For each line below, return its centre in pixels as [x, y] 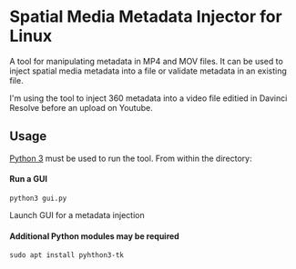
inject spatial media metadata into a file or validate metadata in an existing [148, 71]
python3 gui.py [38, 198]
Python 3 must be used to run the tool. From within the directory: [131, 158]
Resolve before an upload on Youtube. [81, 107]
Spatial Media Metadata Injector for [146, 17]
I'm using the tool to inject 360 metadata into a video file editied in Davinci [148, 98]
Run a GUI [29, 179]
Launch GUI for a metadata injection [77, 214]
